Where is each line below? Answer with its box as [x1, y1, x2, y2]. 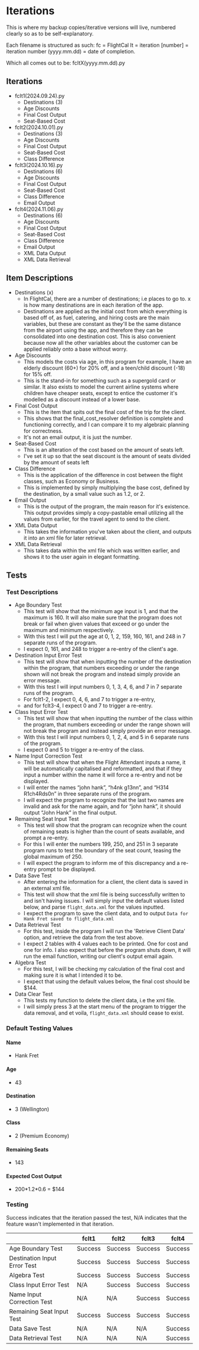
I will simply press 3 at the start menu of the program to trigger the [23, 1003, 187, 1011]
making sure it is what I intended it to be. [23, 971, 123, 979]
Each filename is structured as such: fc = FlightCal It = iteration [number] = [6, 41, 189, 49]
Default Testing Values [6, 1024, 73, 1032]
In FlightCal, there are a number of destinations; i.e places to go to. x [23, 295, 191, 302]
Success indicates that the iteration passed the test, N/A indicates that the [6, 1214, 187, 1221]
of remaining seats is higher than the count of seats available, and [23, 828, 185, 835]
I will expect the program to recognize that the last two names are [23, 797, 184, 804]
